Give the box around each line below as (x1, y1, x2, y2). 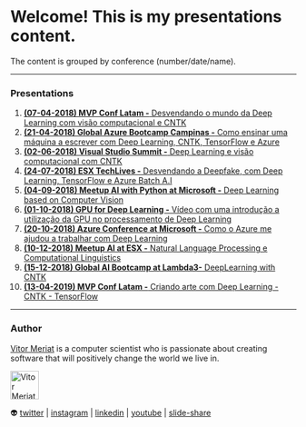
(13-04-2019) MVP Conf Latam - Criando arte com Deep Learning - (23, 282, 280, 293)
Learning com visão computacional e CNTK (23, 117, 187, 128)
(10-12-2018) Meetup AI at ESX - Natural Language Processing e (23, 243, 268, 253)
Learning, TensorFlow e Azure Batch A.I (23, 175, 173, 186)
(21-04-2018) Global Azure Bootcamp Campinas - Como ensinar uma (23, 127, 289, 138)
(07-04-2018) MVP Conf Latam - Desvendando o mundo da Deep (23, 107, 273, 119)
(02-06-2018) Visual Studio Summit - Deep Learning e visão (23, 146, 254, 157)
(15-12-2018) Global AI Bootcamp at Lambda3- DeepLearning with (23, 262, 276, 273)
